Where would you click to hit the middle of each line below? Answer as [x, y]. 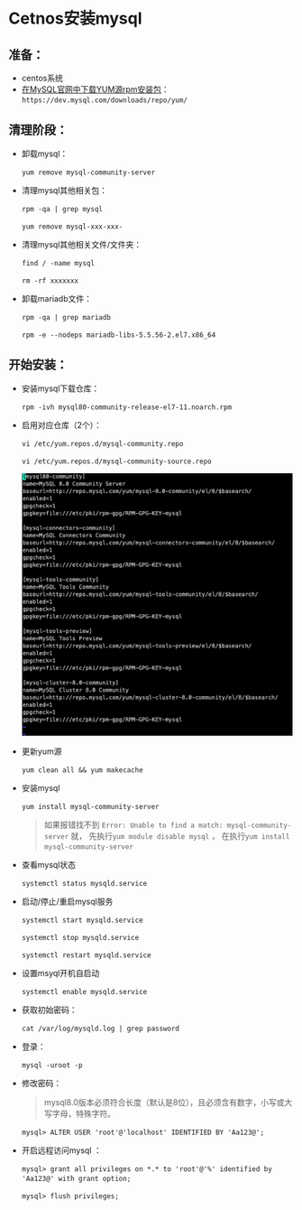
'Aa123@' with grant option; [76, 1179]
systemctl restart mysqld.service [86, 955]
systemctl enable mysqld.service [84, 992]
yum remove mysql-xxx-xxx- [72, 227]
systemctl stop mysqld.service [80, 938]
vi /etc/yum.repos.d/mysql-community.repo [102, 443]
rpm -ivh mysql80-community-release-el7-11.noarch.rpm [127, 407]
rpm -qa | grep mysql [62, 209]
